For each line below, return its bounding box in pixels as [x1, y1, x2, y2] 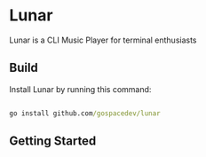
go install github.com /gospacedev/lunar [9, 108, 162, 118]
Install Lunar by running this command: [9, 83, 152, 94]
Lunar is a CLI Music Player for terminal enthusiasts [9, 35, 197, 45]
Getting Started [9, 134, 97, 149]
